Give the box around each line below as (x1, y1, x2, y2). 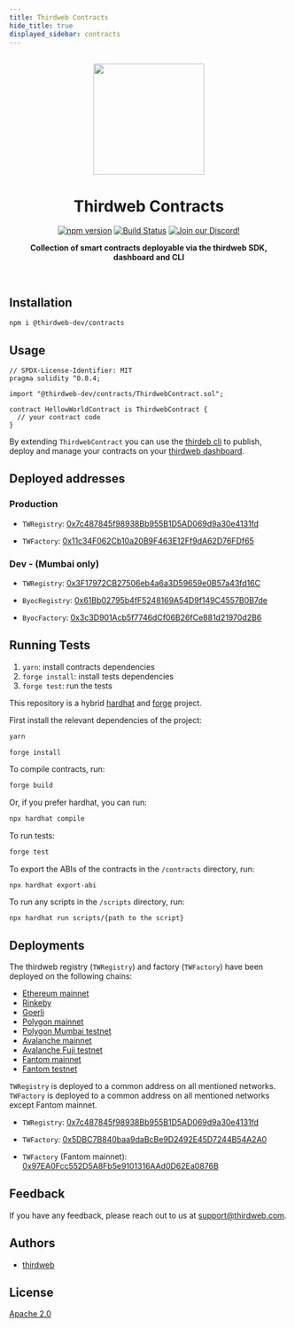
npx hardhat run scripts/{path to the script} (9, 914, 184, 923)
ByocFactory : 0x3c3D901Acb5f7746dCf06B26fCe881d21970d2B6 (21, 612, 262, 623)
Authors (9, 1236, 56, 1251)
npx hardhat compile (9, 815, 86, 823)
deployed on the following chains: (9, 970, 133, 982)
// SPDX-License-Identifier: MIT (9, 366, 133, 375)
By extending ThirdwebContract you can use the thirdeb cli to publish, (9, 436, 262, 447)
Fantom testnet (21, 1063, 78, 1074)
